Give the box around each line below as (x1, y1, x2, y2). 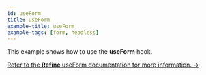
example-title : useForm (7, 22, 75, 29)
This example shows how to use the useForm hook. (7, 48, 153, 56)
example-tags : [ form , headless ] (7, 29, 99, 36)
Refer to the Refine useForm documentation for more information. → (7, 61, 199, 69)
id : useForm (7, 10, 41, 17)
